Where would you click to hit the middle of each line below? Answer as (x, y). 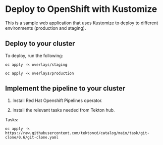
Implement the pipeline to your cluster (65, 88)
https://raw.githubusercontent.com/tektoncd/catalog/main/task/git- (77, 133)
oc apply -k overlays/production (40, 73)
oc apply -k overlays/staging (36, 65)
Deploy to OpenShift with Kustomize (81, 9)
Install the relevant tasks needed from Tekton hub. (63, 110)
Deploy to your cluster (40, 44)
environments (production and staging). (46, 28)
